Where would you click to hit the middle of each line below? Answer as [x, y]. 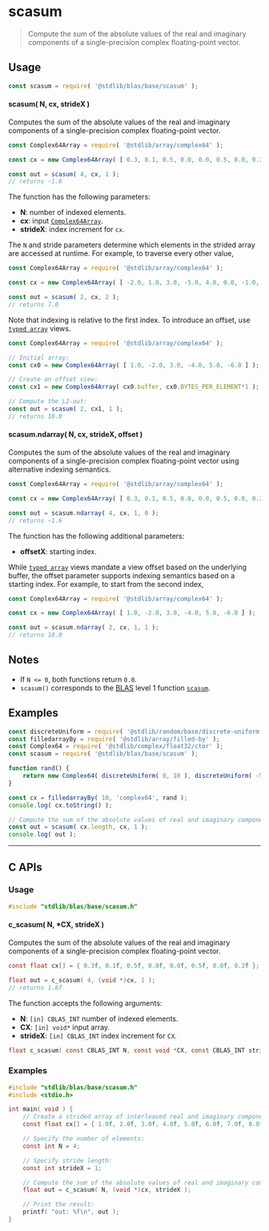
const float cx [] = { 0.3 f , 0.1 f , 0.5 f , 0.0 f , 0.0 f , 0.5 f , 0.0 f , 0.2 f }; [134, 966]
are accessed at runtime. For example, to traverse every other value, [121, 253]
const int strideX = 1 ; [62, 1168]
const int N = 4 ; [52, 1146]
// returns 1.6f [35, 988]
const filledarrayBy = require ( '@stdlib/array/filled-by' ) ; [114, 739]
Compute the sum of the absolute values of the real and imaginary [137, 34]
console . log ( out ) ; [43, 835]
